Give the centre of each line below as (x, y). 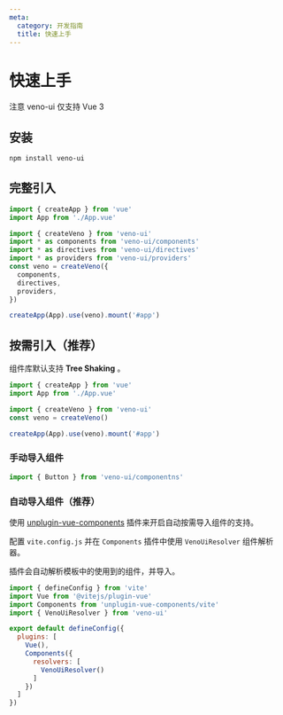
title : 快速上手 (45, 34)
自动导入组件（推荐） (54, 501)
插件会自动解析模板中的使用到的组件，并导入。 (94, 571)
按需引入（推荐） (56, 346)
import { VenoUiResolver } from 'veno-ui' (88, 613)
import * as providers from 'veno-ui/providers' (100, 258)
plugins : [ (37, 637)
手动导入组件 (37, 458)
